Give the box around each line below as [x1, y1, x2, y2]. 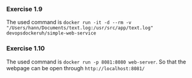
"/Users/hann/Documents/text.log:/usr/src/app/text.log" [6, 25, 154, 31]
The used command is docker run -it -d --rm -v [6, 19, 132, 26]
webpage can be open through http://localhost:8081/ [6, 64, 145, 71]
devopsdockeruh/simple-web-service [6, 30, 97, 36]
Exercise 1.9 [6, 5, 43, 13]
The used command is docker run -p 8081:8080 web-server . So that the [6, 58, 187, 65]
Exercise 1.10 [6, 44, 46, 53]
